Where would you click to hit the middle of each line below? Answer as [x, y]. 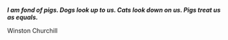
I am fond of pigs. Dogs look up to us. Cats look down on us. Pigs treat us [114, 10]
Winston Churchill [32, 31]
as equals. [22, 17]
